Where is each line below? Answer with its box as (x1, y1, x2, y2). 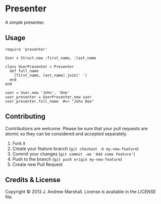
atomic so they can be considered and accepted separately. (5, 131, 128, 137)
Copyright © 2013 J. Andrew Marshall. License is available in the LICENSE (5, 189, 156, 195)
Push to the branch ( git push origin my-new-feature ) (12, 156, 122, 162)
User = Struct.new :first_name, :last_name (5, 55, 97, 60)
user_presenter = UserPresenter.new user (5, 95, 92, 100)
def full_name (9, 68, 39, 73)
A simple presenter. (5, 19, 45, 25)
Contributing (5, 112, 46, 121)
